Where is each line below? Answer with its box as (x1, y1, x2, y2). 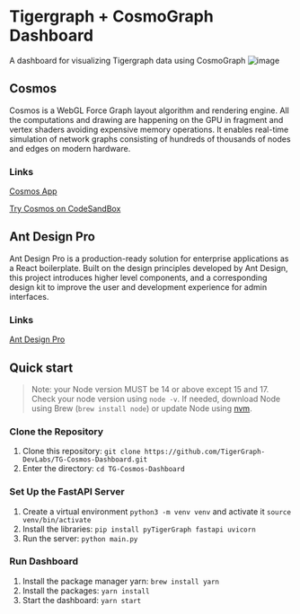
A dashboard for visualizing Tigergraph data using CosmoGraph (9, 55, 246, 66)
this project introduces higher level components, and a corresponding (9, 272, 268, 283)
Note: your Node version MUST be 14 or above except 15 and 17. (31, 383, 269, 394)
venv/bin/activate (22, 515, 92, 524)
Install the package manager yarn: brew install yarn (22, 575, 220, 586)
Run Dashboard (9, 555, 79, 567)
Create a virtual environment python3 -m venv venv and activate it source (22, 505, 292, 517)
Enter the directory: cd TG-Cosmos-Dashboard (22, 463, 186, 474)
